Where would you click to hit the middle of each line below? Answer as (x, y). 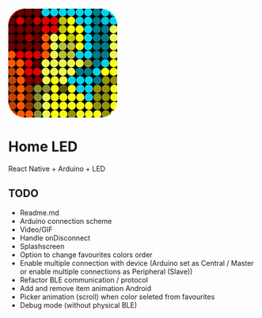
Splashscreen (42, 246)
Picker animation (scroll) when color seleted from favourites (117, 297)
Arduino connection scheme (66, 221)
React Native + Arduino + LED (57, 168)
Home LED (43, 147)
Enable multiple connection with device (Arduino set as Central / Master (137, 263)
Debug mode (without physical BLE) (78, 305)
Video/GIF (36, 229)
